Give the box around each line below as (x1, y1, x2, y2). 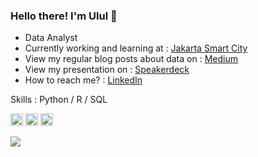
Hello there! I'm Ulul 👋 (10, 9, 118, 23)
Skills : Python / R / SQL (10, 94, 108, 106)
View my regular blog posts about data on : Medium (24, 53, 238, 65)
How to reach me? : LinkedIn (24, 74, 143, 86)
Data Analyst (24, 32, 78, 44)
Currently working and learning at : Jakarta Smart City (24, 42, 248, 54)
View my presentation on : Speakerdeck (24, 64, 190, 76)
